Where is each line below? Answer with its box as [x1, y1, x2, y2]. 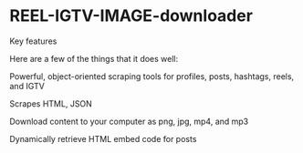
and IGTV [9, 80, 46, 91]
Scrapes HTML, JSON [9, 97, 93, 109]
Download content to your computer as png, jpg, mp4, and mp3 [9, 116, 249, 127]
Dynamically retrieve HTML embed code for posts [9, 133, 197, 144]
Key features [9, 36, 57, 46]
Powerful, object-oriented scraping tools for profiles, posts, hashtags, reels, [9, 70, 295, 82]
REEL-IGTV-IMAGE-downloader [9, 5, 254, 26]
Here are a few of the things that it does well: [9, 53, 179, 64]
